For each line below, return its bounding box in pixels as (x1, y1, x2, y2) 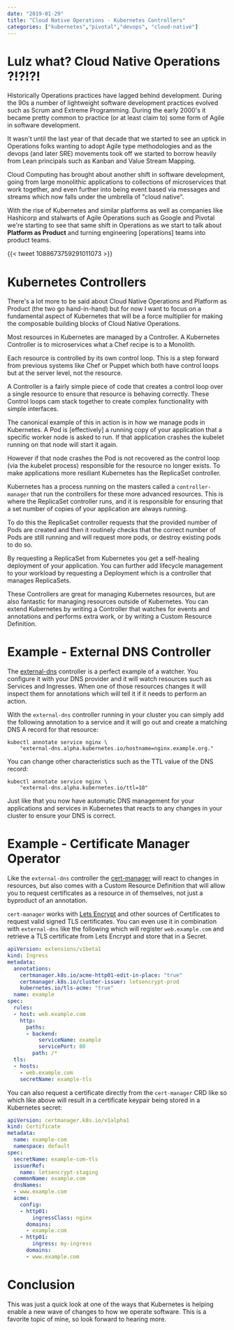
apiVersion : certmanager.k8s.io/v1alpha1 (7, 1117, 130, 1124)
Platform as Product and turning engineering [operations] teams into (7, 229, 206, 237)
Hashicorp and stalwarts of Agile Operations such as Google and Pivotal (7, 214, 215, 222)
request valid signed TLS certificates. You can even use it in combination (7, 917, 217, 926)
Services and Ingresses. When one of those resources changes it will (7, 682, 207, 691)
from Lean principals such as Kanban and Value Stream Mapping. (7, 157, 196, 165)
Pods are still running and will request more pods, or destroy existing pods (7, 533, 221, 542)
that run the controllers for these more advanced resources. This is (31, 490, 224, 499)
